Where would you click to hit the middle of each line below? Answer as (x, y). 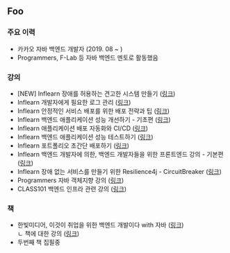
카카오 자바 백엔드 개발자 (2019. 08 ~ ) (70, 49)
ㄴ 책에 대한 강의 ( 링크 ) (48, 234)
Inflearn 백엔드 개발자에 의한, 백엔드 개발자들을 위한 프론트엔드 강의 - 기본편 (120, 154)
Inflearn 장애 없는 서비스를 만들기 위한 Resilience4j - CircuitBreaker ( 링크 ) (120, 171)
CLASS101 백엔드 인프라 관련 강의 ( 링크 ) (72, 189)
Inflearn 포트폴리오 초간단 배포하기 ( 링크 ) (73, 146)
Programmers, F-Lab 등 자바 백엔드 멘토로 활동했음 (88, 58)
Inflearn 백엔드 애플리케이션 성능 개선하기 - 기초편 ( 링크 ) (94, 119)
